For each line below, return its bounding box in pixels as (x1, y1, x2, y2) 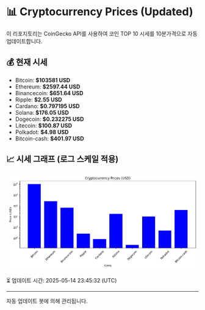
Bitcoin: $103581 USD (15, 76, 71, 84)
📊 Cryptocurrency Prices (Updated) (6, 5, 193, 19)
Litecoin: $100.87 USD (15, 121, 72, 129)
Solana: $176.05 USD (15, 109, 69, 116)
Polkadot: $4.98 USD (15, 128, 69, 135)
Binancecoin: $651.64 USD (15, 89, 84, 96)
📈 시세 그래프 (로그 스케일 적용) (6, 154, 119, 165)
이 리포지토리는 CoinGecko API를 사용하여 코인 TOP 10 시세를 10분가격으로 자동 (6, 30, 198, 37)
